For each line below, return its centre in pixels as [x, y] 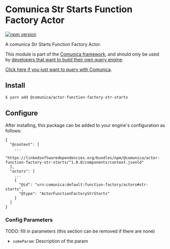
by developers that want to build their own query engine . [64, 59]
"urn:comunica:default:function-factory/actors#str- [92, 185]
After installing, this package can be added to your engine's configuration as [85, 126]
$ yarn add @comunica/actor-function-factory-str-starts [67, 97]
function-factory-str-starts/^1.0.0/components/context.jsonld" [75, 163]
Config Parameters [29, 220]
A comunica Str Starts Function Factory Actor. [53, 44]
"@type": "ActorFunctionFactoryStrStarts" [64, 194]
